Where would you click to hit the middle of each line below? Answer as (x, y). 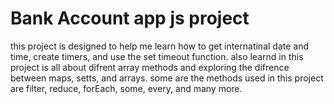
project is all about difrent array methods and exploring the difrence (150, 67)
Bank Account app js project (130, 18)
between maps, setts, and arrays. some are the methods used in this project (167, 78)
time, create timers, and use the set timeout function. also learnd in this (157, 56)
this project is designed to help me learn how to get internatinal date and (159, 46)
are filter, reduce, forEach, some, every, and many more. (126, 88)
